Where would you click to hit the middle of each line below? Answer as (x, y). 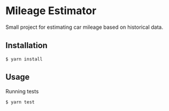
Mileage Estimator (51, 11)
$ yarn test (20, 102)
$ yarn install (24, 59)
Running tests (22, 91)
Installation (26, 46)
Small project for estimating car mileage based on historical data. (84, 27)
